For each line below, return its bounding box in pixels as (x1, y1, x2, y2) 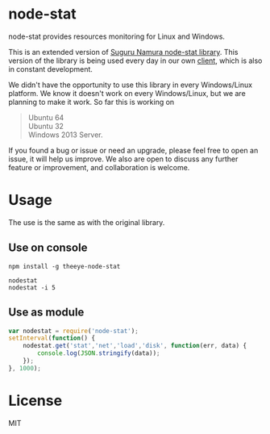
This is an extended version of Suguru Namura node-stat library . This (8, 47, 239, 56)
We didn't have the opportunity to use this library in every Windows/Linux (8, 80, 252, 90)
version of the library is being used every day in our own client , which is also (8, 56, 263, 65)
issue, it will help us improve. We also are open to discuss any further (8, 154, 239, 164)
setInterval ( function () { (8, 334, 95, 343)
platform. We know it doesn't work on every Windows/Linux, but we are (8, 88, 246, 98)
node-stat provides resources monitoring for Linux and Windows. (8, 31, 226, 41)
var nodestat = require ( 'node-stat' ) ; (8, 327, 139, 335)
